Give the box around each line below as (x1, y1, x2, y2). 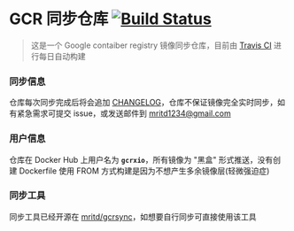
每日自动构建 (38, 50, 86, 61)
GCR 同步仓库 (9, 9, 109, 29)
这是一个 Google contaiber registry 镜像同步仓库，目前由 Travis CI (30, 40, 272, 50)
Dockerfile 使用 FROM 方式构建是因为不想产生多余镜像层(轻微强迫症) (19, 166, 270, 176)
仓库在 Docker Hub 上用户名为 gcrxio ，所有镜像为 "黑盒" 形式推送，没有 (9, 154, 274, 165)
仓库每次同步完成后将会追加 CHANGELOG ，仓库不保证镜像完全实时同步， (9, 97, 278, 108)
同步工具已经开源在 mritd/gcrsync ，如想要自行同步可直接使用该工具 (9, 211, 257, 222)
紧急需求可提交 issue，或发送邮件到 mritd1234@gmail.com (16, 108, 232, 119)
